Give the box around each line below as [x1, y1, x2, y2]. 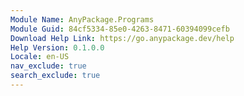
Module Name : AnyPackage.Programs [10, 14, 155, 25]
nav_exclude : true [10, 61, 87, 71]
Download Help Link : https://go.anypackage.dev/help [10, 33, 235, 43]
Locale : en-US [10, 52, 70, 62]
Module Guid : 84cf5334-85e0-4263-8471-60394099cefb [10, 24, 230, 34]
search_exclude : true [10, 71, 101, 81]
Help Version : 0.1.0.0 [10, 42, 105, 53]
